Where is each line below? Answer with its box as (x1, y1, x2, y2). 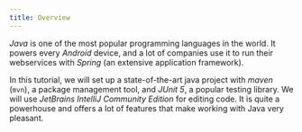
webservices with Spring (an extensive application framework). (9, 57, 244, 67)
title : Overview (9, 13, 70, 22)
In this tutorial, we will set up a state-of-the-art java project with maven (9, 74, 273, 85)
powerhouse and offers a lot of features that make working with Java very (9, 102, 284, 113)
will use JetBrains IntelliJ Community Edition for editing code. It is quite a (9, 93, 280, 104)
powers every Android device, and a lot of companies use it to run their (9, 47, 273, 58)
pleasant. (9, 112, 44, 123)
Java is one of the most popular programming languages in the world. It (9, 38, 277, 48)
